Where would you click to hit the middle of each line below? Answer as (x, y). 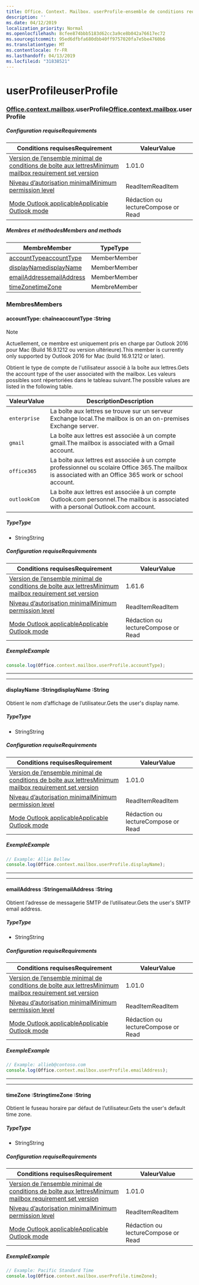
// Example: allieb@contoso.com (46, 1065)
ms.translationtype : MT (36, 45)
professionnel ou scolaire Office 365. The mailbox (119, 467)
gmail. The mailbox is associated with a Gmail (112, 443)
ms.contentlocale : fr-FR (37, 50)
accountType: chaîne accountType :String (59, 319)
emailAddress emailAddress (47, 277)
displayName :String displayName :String (58, 690)
